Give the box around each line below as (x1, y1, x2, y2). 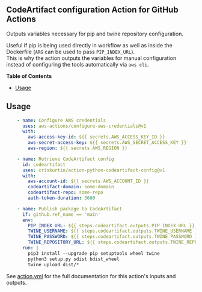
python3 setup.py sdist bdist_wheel (28, 256, 120, 262)
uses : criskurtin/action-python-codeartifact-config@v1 (22, 167, 165, 173)
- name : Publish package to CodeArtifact (17, 206, 122, 212)
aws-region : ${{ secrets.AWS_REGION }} (28, 145, 128, 151)
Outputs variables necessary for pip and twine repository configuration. (6, 30, 183, 37)
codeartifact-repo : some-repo (28, 189, 103, 195)
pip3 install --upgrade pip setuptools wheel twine (28, 250, 161, 257)
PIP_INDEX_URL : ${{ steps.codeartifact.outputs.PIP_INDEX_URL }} (28, 222, 195, 228)
